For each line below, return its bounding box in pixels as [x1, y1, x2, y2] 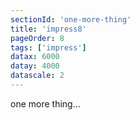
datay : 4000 [10, 61, 60, 71]
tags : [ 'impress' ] [10, 42, 87, 53]
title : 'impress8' [10, 24, 87, 34]
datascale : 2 [10, 71, 65, 81]
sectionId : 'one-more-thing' [10, 14, 132, 25]
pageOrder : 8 [10, 33, 65, 43]
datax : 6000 [10, 52, 60, 62]
